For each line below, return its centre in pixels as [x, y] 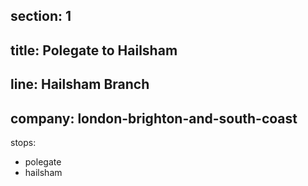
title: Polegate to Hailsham [94, 50]
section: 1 [41, 16]
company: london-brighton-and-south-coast [154, 118]
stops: [23, 142]
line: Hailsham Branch [80, 84]
